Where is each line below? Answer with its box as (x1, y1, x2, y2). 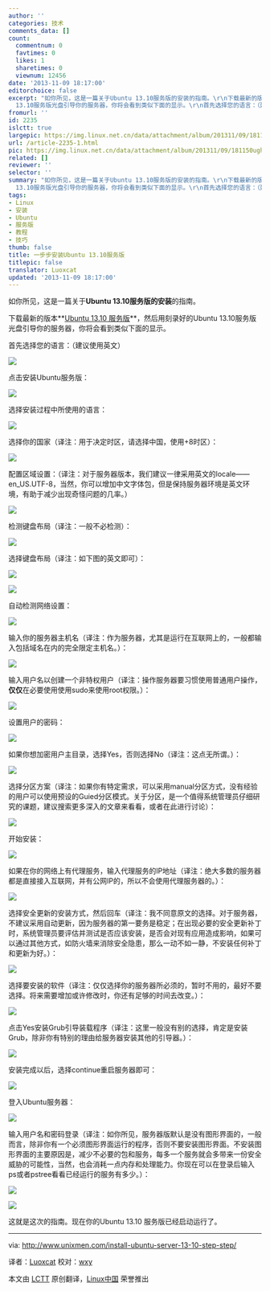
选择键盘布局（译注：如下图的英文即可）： (8, 554, 146, 564)
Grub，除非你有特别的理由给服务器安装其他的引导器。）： (8, 1033, 194, 1043)
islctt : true (8, 124, 52, 132)
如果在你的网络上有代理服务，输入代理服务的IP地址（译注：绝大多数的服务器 (8, 866, 261, 876)
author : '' (8, 11, 45, 20)
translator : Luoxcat (8, 266, 78, 274)
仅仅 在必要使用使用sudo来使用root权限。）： (8, 685, 151, 695)
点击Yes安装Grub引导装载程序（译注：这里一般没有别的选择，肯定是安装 (8, 1023, 248, 1033)
